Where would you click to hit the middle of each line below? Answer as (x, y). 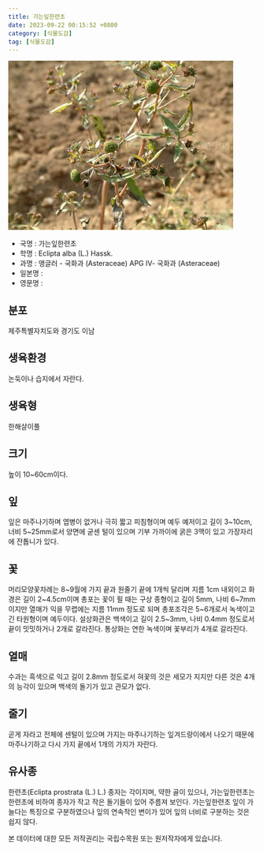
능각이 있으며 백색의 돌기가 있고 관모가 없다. (83, 686)
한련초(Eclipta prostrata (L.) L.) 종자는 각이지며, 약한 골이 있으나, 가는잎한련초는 (131, 792)
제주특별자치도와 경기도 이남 (52, 331)
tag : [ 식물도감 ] (31, 42)
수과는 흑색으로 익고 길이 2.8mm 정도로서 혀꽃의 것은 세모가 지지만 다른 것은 (125, 676)
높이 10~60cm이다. (38, 474)
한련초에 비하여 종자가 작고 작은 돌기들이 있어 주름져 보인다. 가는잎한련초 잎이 (127, 802)
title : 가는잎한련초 (37, 17)
